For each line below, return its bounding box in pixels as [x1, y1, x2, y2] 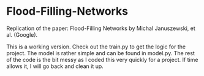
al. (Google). [6, 31, 38, 38]
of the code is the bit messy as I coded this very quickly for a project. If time [6, 56, 198, 63]
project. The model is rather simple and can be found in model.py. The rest [6, 49, 195, 56]
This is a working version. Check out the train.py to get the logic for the [6, 43, 186, 50]
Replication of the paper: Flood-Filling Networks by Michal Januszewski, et [6, 25, 196, 32]
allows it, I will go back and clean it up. [6, 63, 104, 70]
